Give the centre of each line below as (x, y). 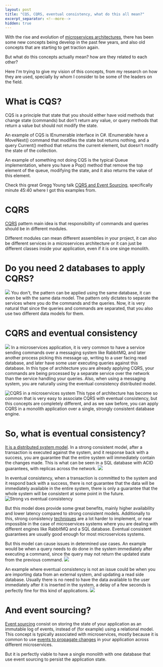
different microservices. (29, 645)
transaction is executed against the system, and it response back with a (77, 452)
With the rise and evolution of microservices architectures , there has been (79, 37)
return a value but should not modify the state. (52, 125)
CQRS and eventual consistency (71, 333)
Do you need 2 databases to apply (75, 268)
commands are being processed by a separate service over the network (77, 373)
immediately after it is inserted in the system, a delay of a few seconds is (78, 584)
